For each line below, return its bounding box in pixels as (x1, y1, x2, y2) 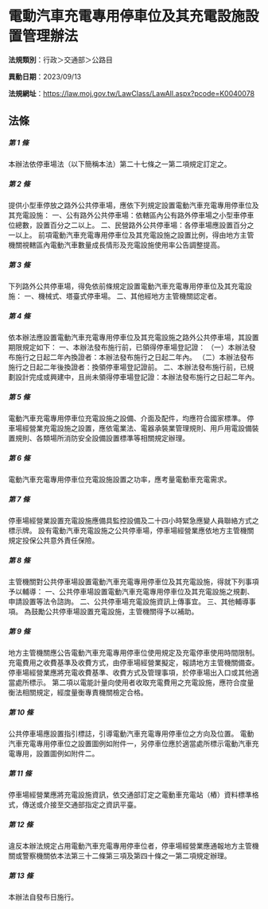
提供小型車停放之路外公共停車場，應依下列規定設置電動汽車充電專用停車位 (8, 200, 252, 211)
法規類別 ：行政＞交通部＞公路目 (8, 55, 113, 64)
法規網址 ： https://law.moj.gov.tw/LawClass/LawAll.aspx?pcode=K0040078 (8, 88, 255, 98)
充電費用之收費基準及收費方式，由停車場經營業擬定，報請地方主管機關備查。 (8, 658, 259, 667)
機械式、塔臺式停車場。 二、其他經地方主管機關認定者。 (37, 292, 221, 301)
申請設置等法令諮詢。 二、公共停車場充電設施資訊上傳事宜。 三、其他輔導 (8, 597, 249, 606)
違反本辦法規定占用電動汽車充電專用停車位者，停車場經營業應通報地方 (8, 841, 239, 850)
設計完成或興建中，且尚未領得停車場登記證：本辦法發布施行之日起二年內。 (14, 373, 259, 382)
